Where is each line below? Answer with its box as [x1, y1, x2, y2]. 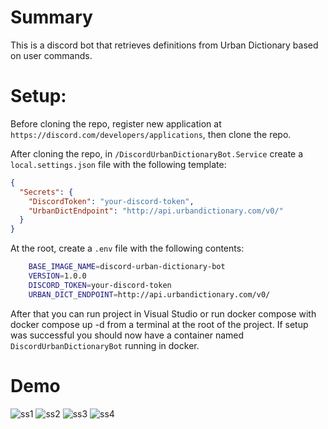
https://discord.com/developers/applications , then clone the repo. [10, 128, 292, 140]
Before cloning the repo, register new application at [10, 117, 222, 130]
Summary [10, 6, 93, 29]
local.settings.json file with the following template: [10, 158, 227, 170]
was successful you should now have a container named [10, 329, 245, 341]
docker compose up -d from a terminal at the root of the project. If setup [10, 318, 309, 330]
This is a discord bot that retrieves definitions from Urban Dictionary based [10, 39, 319, 51]
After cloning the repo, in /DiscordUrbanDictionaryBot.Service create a [10, 147, 304, 160]
